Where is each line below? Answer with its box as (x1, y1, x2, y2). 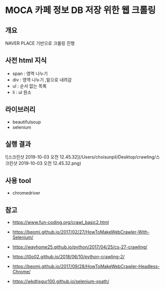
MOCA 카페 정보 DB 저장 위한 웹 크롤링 (5, 4, 156, 16)
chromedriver (12, 190, 41, 196)
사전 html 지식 (5, 56, 47, 65)
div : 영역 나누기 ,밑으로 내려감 (12, 76, 72, 82)
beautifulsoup (12, 118, 41, 125)
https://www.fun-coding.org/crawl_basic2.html (12, 219, 109, 225)
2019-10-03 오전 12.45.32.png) (18, 160, 81, 166)
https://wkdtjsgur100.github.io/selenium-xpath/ (12, 278, 110, 284)
